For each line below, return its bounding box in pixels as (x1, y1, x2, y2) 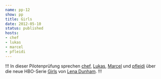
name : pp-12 (5, 7, 30, 12)
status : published (5, 26, 43, 31)
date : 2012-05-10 (5, 21, 41, 26)
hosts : (5, 30, 19, 35)
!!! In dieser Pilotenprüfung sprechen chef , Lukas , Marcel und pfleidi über (5, 63, 156, 69)
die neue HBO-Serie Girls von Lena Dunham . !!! (5, 68, 102, 74)
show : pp (5, 12, 23, 17)
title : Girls (5, 16, 32, 21)
